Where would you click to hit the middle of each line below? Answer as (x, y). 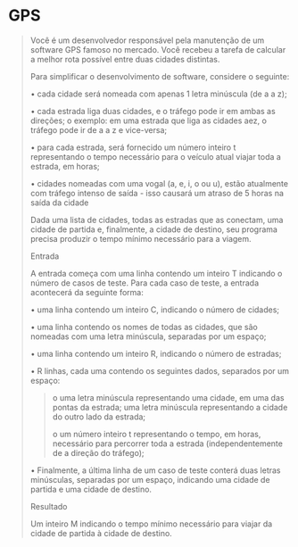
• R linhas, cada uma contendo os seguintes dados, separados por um (160, 370)
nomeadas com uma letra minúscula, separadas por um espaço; (148, 336)
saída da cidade (59, 203)
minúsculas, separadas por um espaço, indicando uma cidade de (150, 479)
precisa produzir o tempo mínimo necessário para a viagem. (141, 238)
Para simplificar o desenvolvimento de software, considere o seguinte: (160, 76)
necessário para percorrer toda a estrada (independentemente (167, 443)
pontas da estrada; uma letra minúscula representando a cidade (170, 407)
